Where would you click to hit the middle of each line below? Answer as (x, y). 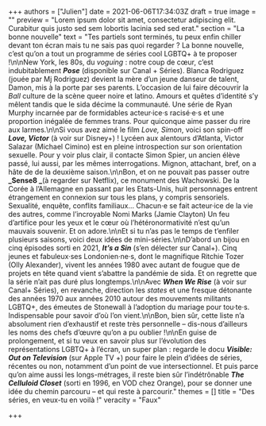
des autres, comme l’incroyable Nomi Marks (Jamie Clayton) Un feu (119, 214)
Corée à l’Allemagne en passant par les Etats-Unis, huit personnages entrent (133, 189)
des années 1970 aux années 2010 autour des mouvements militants (120, 298)
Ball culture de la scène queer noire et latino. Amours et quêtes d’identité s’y (133, 96)
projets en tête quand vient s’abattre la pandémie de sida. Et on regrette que (133, 273)
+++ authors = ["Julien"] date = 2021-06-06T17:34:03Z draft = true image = (132, 12)
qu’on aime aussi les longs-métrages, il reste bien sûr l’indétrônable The (126, 374)
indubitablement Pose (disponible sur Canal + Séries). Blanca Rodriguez (126, 70)
